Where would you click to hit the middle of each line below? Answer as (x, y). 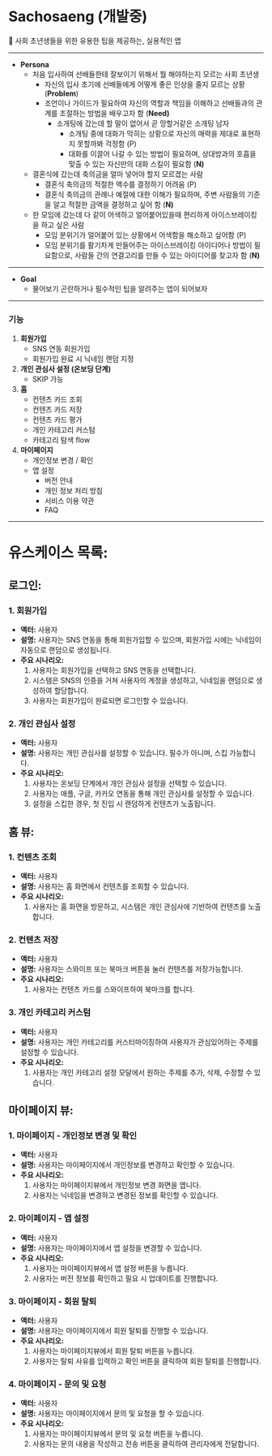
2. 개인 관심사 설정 (42, 724)
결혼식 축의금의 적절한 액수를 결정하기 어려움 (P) (120, 184)
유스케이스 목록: (58, 553)
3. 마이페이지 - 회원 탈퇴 (53, 1301)
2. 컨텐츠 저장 (34, 940)
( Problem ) (62, 93)
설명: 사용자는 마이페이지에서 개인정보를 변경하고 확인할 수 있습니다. (127, 1165)
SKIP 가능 (48, 379)
